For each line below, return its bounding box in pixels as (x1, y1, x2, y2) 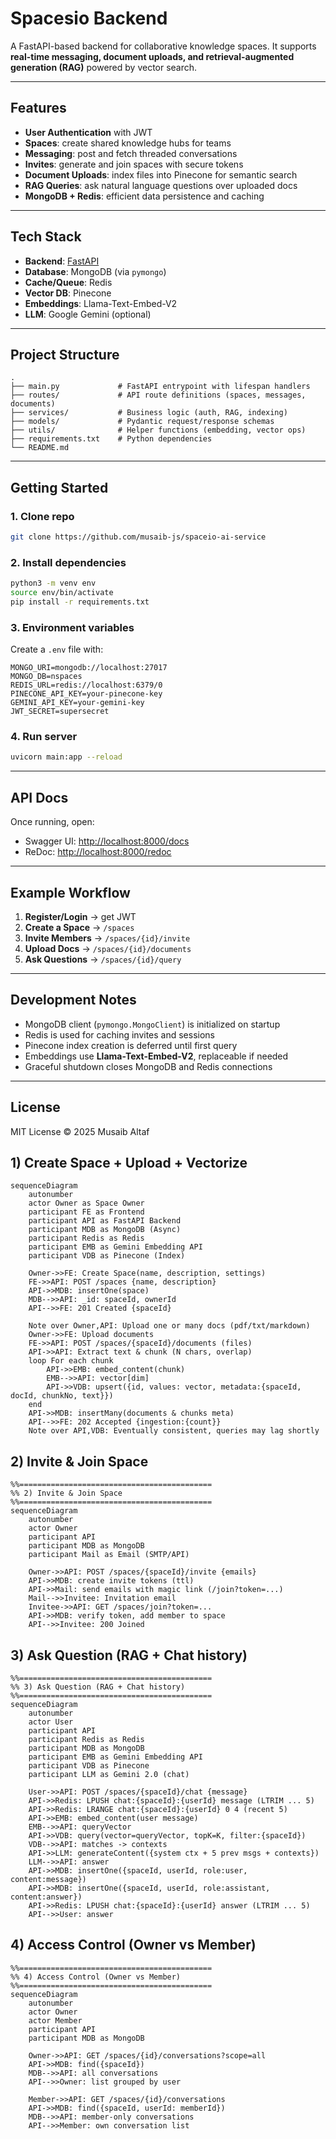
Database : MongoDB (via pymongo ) (24, 265, 167, 277)
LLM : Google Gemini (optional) (24, 308, 152, 320)
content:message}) (10, 1875, 87, 1885)
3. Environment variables (10, 620, 135, 634)
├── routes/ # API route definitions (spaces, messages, (10, 390, 307, 401)
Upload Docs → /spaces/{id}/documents (24, 942, 192, 954)
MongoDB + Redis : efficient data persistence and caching (24, 190, 265, 202)
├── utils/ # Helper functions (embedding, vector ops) (10, 425, 307, 436)
